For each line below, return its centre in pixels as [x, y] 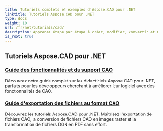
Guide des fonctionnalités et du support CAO [59, 70]
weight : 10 [16, 23]
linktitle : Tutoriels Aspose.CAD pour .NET [50, 14]
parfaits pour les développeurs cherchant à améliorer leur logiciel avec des [80, 86]
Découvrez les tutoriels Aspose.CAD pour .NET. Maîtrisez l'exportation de [78, 114]
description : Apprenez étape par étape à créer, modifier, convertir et [80, 32]
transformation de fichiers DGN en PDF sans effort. [56, 124]
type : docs [16, 18]
